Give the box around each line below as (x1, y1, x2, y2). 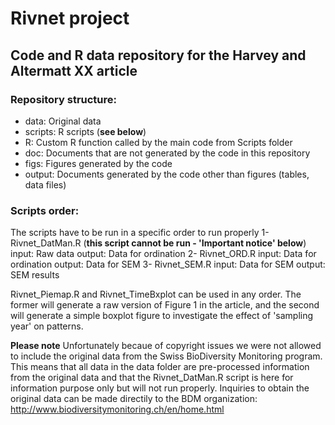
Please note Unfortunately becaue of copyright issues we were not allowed (10, 340, 322, 352)
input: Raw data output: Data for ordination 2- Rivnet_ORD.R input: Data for (10, 248, 317, 260)
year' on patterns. (10, 320, 84, 332)
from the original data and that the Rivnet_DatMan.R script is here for (10, 372, 294, 384)
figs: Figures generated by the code (24, 157, 173, 169)
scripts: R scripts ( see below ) (24, 125, 147, 137)
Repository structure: (10, 92, 118, 106)
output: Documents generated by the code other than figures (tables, (24, 168, 310, 180)
